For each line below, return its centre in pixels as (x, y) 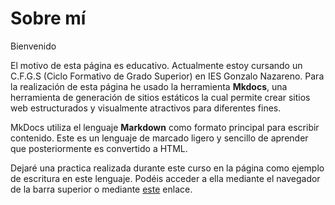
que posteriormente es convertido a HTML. (99, 148)
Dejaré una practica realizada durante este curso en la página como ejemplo (167, 168)
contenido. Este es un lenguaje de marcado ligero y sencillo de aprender (159, 138)
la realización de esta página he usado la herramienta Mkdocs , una (149, 86)
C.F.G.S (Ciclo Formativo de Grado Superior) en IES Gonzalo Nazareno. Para (167, 76)
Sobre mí (48, 18)
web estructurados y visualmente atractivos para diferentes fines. (146, 108)
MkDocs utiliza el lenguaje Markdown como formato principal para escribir (165, 127)
